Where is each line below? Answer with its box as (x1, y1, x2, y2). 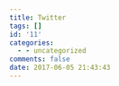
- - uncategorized (17, 47, 87, 56)
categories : (9, 38, 54, 47)
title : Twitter (9, 13, 67, 22)
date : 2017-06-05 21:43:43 (9, 64, 111, 73)
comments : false (9, 55, 70, 64)
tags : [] (9, 21, 42, 30)
